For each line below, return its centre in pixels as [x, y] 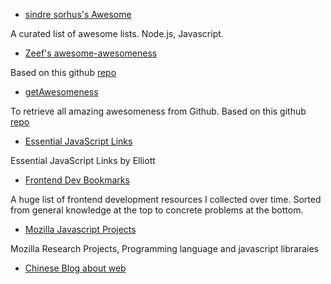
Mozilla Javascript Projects [80, 229]
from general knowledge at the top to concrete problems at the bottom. [157, 210]
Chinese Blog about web [75, 268]
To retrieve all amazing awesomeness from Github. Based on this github [158, 111]
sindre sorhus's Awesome [78, 14]
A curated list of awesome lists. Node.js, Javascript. [117, 33]
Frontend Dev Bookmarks [77, 180]
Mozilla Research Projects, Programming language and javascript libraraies [164, 248]
